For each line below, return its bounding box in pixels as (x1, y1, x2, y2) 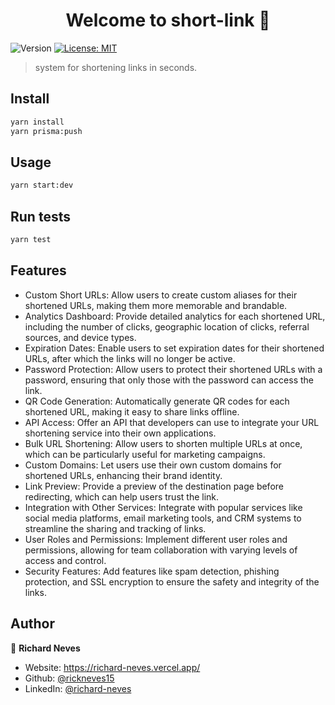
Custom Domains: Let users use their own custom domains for (24, 459, 282, 471)
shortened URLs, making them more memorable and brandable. (24, 299, 288, 311)
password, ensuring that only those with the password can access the (24, 374, 314, 386)
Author (10, 615, 55, 633)
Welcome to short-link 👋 (65, 9, 271, 32)
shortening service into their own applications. (24, 427, 217, 439)
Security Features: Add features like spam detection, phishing (24, 565, 280, 577)
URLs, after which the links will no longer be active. (24, 352, 236, 364)
